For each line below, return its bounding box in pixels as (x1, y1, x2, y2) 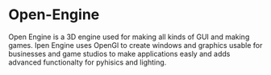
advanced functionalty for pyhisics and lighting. (8, 57, 167, 67)
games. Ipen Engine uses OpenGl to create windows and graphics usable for (8, 40, 263, 49)
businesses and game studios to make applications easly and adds (8, 49, 231, 58)
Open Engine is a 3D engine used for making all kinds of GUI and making (8, 32, 250, 41)
